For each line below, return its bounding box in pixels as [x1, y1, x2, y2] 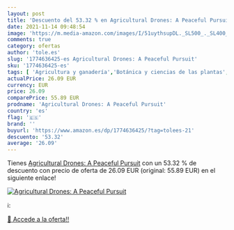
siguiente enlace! [7, 174, 56, 182]
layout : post [7, 10, 45, 17]
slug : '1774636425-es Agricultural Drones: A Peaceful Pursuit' [7, 56, 198, 63]
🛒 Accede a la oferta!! [7, 215, 70, 224]
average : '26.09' [7, 140, 58, 147]
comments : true [7, 36, 52, 43]
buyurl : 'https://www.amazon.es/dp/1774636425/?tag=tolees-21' [7, 127, 195, 134]
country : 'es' [7, 107, 49, 114]
